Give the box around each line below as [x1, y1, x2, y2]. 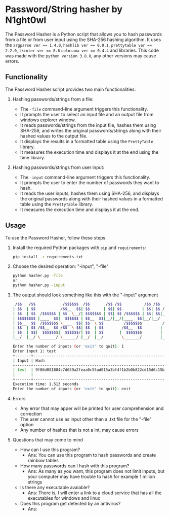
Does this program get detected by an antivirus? [20, 500, 121, 506]
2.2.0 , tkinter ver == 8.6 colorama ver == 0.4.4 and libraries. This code [5, 47, 159, 53]
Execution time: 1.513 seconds [12, 382, 79, 387]
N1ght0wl [5, 14, 47, 26]
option [20, 421, 34, 427]
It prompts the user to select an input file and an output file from [20, 111, 154, 117]
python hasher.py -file [12, 273, 63, 279]
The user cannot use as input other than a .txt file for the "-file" [20, 416, 152, 422]
